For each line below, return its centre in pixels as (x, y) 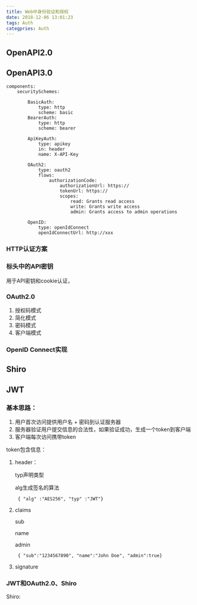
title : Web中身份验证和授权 (37, 12)
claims (23, 510)
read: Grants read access (102, 202)
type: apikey (54, 144)
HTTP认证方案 (27, 249)
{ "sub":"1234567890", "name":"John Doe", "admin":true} (90, 555)
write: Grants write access (105, 207)
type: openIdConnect (64, 228)
